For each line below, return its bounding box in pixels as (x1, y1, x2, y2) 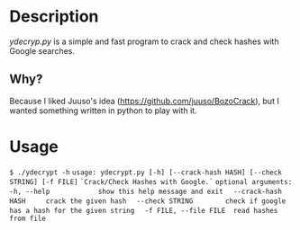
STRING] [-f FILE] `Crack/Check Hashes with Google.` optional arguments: (9, 177, 293, 186)
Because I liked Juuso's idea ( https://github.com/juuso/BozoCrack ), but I (9, 95, 279, 106)
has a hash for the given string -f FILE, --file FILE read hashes (9, 206, 278, 215)
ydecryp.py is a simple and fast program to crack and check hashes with (9, 36, 279, 47)
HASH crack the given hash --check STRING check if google (9, 196, 286, 206)
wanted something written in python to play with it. (9, 105, 197, 116)
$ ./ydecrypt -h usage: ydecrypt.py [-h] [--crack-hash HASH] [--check (9, 168, 282, 177)
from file (9, 214, 47, 223)
